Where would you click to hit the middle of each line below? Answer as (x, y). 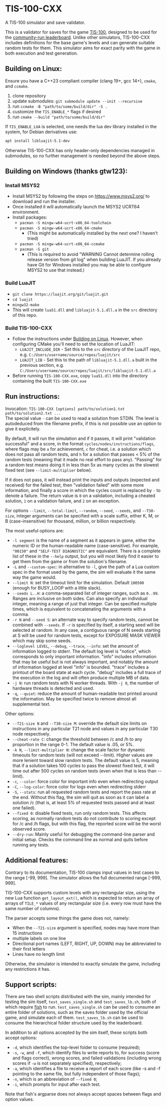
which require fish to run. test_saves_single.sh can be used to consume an (83, 1007)
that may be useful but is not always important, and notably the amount (85, 662)
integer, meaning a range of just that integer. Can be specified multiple (84, 603)
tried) (33, 239)
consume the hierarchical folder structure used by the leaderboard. (74, 1023)
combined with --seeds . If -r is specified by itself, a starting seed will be (86, 625)
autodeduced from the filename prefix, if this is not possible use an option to (83, 424)
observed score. (29, 829)
